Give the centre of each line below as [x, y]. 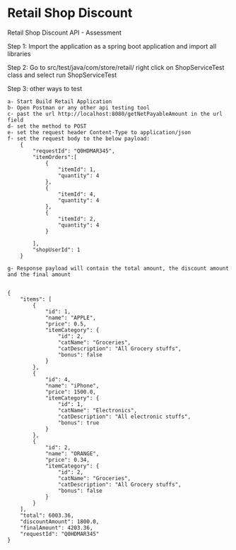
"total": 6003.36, [47, 515]
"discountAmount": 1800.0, [60, 521]
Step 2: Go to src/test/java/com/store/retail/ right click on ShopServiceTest [116, 67]
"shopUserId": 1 [57, 250]
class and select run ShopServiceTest [62, 75]
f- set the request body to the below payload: [79, 138]
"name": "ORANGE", [72, 453]
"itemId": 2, [77, 219]
